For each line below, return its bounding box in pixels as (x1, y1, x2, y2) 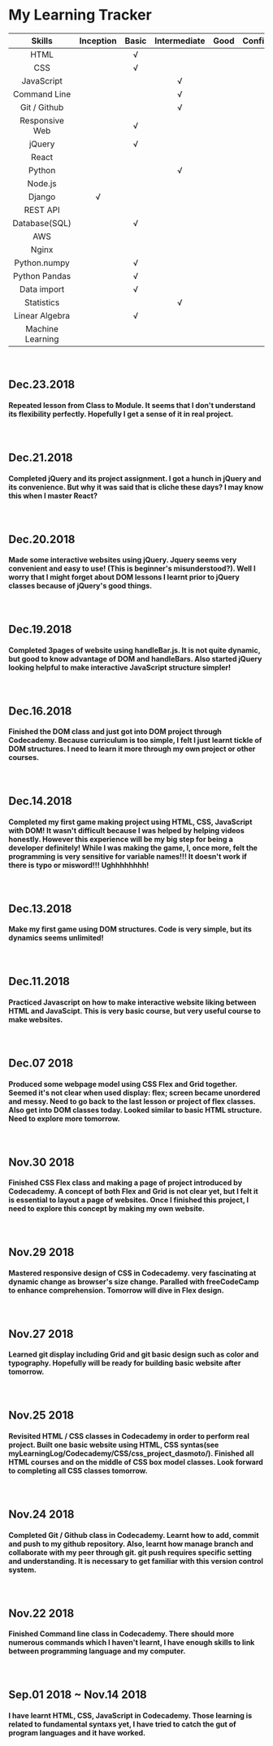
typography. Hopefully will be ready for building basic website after (8, 1358, 241, 1368)
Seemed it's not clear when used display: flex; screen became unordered (8, 1088, 261, 1097)
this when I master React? (8, 490, 97, 501)
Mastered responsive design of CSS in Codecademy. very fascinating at (8, 1268, 257, 1278)
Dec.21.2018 (8, 450, 73, 464)
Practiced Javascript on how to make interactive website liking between (8, 997, 257, 1007)
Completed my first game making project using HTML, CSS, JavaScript (8, 817, 253, 827)
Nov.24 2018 (8, 1508, 75, 1522)
